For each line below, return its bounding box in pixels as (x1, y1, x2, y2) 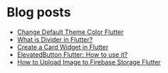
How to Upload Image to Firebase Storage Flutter (16, 57, 162, 66)
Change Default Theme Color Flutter (16, 28, 124, 36)
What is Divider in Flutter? (16, 35, 93, 43)
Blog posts (6, 4, 71, 21)
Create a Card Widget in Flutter (16, 43, 109, 51)
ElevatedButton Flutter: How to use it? (16, 50, 128, 59)
